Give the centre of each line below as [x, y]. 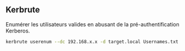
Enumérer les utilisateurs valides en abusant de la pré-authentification [92, 24]
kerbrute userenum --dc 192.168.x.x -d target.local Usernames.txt [92, 41]
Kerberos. [18, 31]
